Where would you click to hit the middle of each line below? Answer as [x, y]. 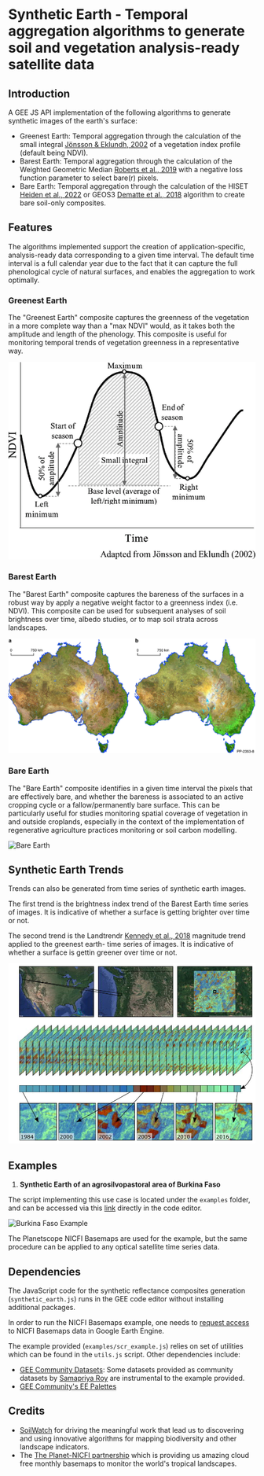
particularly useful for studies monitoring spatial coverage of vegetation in [128, 813]
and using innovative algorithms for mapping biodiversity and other [128, 1438]
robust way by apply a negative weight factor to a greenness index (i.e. [123, 602]
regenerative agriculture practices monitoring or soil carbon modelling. [123, 830]
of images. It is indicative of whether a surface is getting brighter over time [129, 912]
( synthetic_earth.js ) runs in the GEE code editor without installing [116, 1299]
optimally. [24, 280]
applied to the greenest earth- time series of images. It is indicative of [121, 944]
